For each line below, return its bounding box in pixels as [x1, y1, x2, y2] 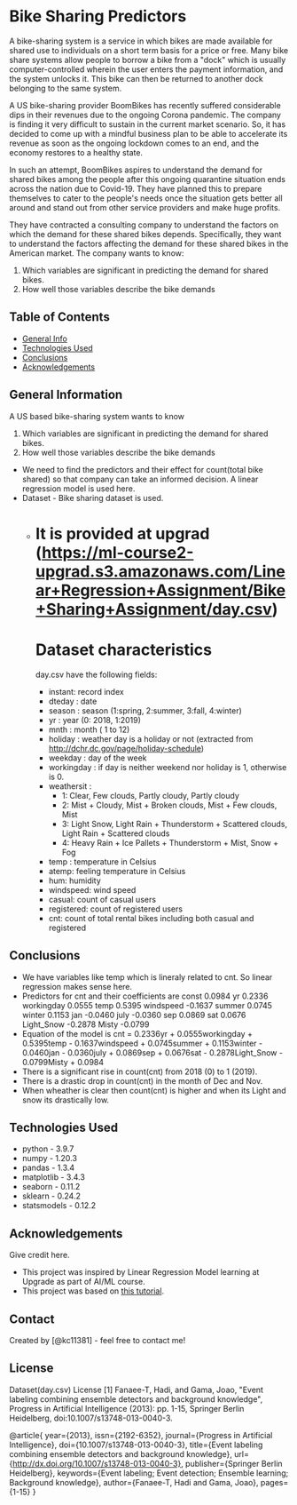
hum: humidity [48, 875, 102, 886]
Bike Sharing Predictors [9, 6, 187, 27]
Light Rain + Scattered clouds [61, 828, 170, 839]
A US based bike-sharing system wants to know [9, 410, 184, 421]
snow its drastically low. [21, 1095, 109, 1105]
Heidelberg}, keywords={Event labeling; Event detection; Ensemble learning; [9, 1468, 289, 1478]
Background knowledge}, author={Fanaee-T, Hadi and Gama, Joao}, [9, 1477, 259, 1487]
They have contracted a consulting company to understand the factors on [9, 219, 279, 230]
